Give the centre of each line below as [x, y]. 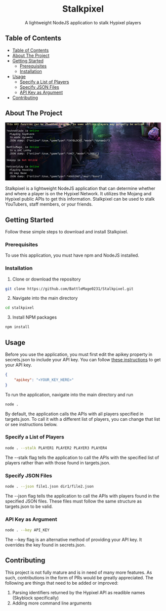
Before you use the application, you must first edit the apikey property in [79, 354]
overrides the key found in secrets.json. [45, 545]
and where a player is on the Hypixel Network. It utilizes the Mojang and [78, 194]
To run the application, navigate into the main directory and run [69, 394]
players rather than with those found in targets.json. [58, 463]
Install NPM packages [34, 317]
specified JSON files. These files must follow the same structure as [74, 501]
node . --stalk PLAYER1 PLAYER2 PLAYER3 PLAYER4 [56, 448]
